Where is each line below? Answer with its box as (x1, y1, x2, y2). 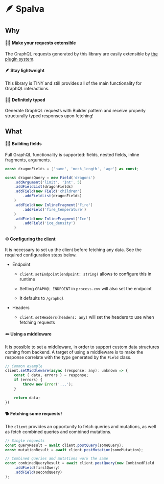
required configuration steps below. (5, 252, 77, 258)
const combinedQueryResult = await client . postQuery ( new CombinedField (5, 461, 154, 466)
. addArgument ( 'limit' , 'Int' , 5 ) (14, 179, 82, 185)
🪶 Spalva (5, 3, 45, 15)
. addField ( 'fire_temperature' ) (23, 207, 87, 212)
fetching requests (19, 319, 55, 326)
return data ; (14, 395, 41, 400)
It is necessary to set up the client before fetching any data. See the (5, 247, 142, 253)
